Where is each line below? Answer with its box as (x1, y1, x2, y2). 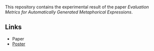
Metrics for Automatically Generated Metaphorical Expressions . (5, 9, 133, 15)
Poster (12, 41, 26, 47)
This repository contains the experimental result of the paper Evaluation (5, 4, 149, 10)
